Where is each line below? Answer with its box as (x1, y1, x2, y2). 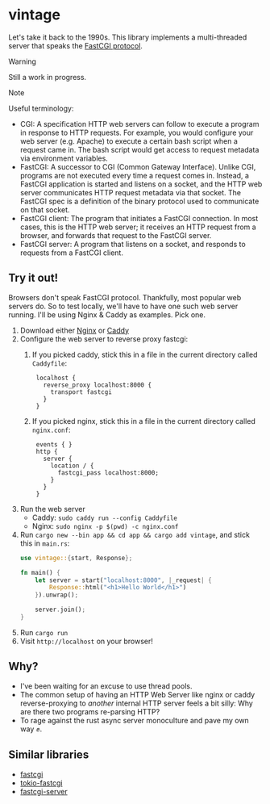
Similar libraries (8, 748, 89, 762)
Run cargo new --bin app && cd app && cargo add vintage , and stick (19, 530, 250, 539)
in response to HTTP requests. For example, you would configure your (19, 128, 254, 137)
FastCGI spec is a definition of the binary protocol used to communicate (19, 196, 260, 206)
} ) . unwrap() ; (35, 591, 79, 599)
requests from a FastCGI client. (19, 248, 123, 258)
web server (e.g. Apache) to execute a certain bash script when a (19, 136, 238, 146)
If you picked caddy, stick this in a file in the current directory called (31, 350, 258, 359)
